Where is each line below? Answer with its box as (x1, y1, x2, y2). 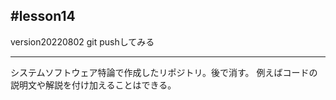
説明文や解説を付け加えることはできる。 (10, 79, 177, 91)
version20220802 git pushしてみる (10, 35, 155, 48)
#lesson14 (10, 8, 76, 25)
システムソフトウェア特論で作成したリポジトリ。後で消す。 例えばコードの (10, 66, 318, 78)
